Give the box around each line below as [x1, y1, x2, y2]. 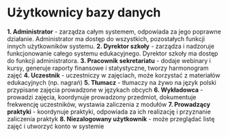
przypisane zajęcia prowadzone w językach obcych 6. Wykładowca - [7, 86, 203, 94]
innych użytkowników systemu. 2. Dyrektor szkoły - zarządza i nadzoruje [7, 42, 215, 50]
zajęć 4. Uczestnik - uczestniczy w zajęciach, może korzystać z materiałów [7, 71, 220, 79]
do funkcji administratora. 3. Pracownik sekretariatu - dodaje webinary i [7, 56, 212, 64]
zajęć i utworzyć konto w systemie [7, 122, 104, 130]
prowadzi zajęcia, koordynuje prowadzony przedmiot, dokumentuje [7, 92, 197, 101]
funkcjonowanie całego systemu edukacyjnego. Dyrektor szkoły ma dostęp [7, 49, 218, 58]
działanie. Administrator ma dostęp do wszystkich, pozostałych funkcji [7, 34, 205, 42]
